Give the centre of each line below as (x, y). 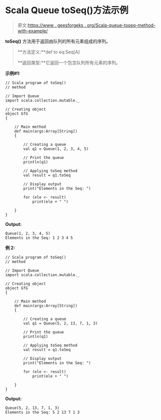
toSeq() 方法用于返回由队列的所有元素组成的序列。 (58, 41)
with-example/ (32, 31)
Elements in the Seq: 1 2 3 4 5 (39, 238)
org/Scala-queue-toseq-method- (121, 25)
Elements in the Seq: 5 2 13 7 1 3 (43, 412)
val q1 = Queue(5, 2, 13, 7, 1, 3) (61, 323)
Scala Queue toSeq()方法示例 (67, 10)
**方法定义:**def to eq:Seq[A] (49, 52)
